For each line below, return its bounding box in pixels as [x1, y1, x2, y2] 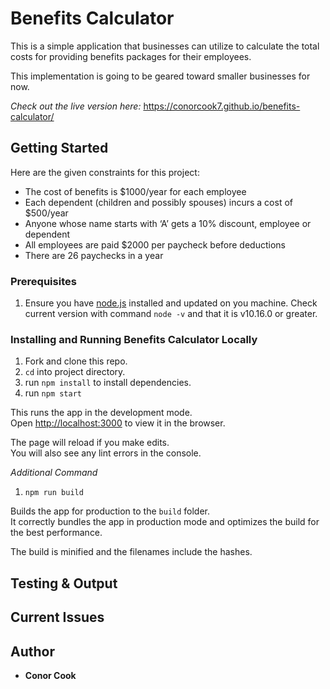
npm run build [24, 488, 84, 498]
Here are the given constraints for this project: [10, 166, 200, 178]
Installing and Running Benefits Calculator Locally [10, 332, 258, 346]
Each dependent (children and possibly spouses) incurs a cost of [24, 196, 293, 208]
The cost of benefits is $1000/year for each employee [24, 185, 247, 197]
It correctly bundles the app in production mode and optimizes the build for [10, 516, 320, 528]
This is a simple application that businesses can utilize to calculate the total [10, 40, 320, 52]
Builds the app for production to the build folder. [10, 505, 211, 517]
